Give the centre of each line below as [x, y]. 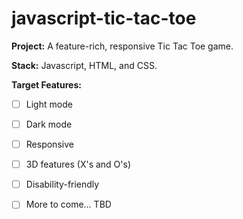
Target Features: [46, 84]
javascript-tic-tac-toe [104, 18]
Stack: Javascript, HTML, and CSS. [84, 65]
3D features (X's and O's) [78, 164]
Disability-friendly [62, 184]
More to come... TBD [68, 204]
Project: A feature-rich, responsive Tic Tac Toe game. [122, 46]
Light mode [49, 104]
